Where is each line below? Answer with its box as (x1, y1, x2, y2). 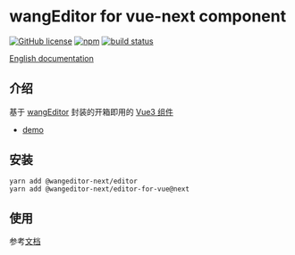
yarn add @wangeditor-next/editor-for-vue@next (9, 185, 190, 193)
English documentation (9, 53, 94, 63)
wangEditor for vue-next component (9, 6, 287, 27)
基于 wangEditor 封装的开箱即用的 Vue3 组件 (9, 106, 174, 117)
